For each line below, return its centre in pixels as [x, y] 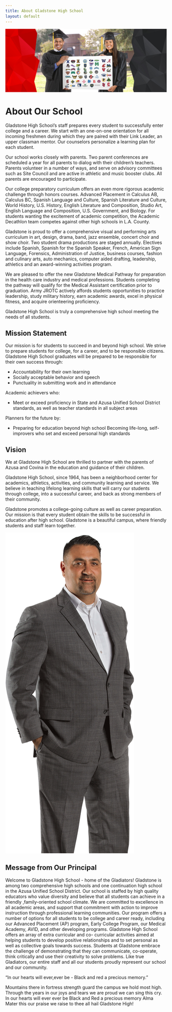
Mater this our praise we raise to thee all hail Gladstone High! [70, 1003]
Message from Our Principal [51, 868]
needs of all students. [28, 317]
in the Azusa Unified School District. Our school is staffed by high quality [82, 891]
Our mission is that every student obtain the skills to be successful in [78, 514]
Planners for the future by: [33, 418]
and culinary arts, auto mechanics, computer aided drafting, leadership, [81, 259]
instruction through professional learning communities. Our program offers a [86, 913]
